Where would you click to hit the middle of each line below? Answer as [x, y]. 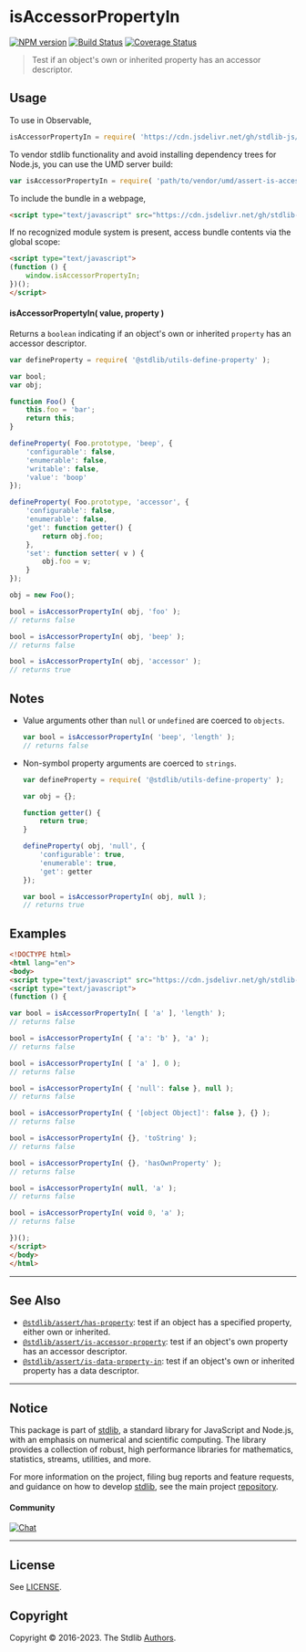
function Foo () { [42, 402]
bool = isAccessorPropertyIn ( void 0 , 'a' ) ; [97, 1213]
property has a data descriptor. [81, 1371]
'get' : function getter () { [79, 528]
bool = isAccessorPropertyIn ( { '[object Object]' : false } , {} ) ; [140, 1114]
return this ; [51, 418]
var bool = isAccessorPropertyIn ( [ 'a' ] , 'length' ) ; [117, 1014]
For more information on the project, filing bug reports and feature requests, [152, 1477]
